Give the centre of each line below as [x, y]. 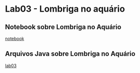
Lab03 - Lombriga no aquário [65, 9]
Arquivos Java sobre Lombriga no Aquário [70, 54]
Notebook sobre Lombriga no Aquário [63, 27]
